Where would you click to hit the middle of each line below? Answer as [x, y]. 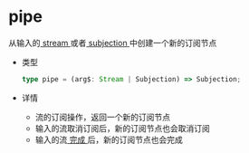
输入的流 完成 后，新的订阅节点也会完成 [109, 139]
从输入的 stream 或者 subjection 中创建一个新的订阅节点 [113, 43]
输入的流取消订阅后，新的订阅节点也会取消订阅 [122, 128]
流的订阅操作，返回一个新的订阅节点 [103, 117]
